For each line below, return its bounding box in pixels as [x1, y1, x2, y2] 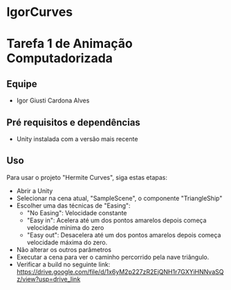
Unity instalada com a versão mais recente [16, 135, 138, 143]
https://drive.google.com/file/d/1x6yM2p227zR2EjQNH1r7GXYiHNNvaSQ [16, 267, 224, 275]
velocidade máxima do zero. [26, 238, 108, 246]
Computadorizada [6, 51, 113, 66]
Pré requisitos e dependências [6, 116, 141, 128]
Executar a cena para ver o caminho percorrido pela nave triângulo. [16, 253, 210, 261]
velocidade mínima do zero [26, 223, 104, 232]
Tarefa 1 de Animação [6, 36, 133, 52]
